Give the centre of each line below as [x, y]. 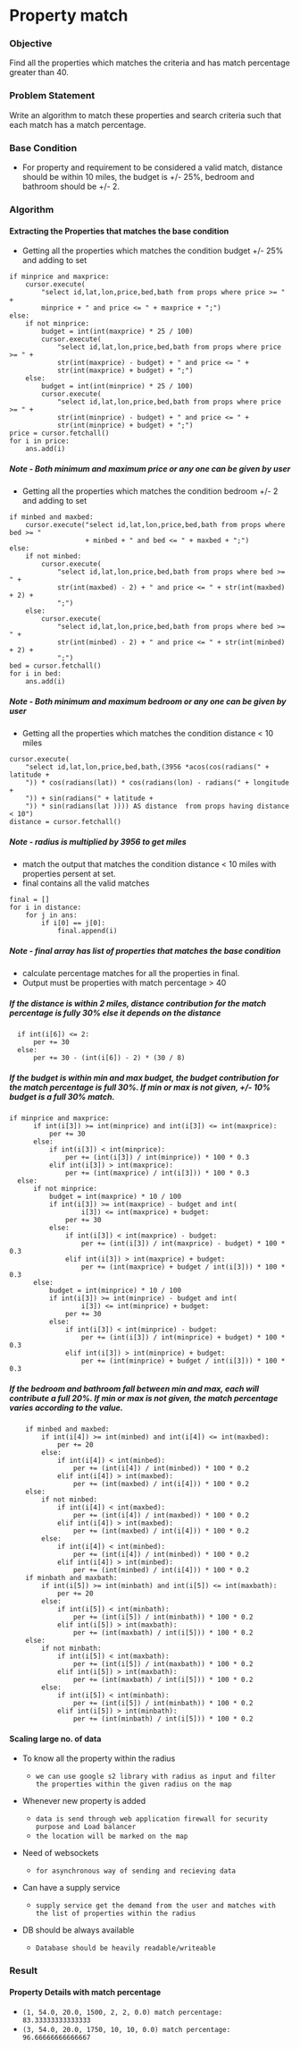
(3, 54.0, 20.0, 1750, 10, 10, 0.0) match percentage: [126, 2030]
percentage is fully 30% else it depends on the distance [115, 1013]
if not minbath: [71, 1648]
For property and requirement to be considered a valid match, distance [152, 167]
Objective [31, 44]
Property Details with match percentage [85, 1992]
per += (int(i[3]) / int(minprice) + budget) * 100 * [183, 1338]
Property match [69, 16]
